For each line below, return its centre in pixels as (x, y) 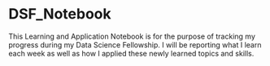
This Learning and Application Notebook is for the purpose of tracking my (132, 36)
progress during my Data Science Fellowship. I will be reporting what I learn (135, 44)
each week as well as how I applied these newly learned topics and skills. (131, 53)
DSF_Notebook (60, 14)
